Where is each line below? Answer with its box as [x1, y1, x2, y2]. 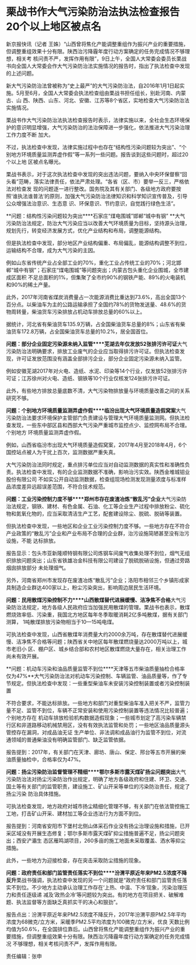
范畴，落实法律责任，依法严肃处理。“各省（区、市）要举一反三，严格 [18, 178, 185, 185]
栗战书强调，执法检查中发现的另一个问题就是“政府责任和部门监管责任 [16, 876, 183, 884]
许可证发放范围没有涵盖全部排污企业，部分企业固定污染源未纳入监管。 [16, 355, 185, 362]
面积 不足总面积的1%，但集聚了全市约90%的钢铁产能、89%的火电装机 [16, 273, 185, 281]
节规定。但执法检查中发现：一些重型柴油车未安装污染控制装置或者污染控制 [6, 679, 185, 686]
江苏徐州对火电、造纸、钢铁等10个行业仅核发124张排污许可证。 [21, 375, 173, 382]
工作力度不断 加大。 [6, 131, 54, 138]
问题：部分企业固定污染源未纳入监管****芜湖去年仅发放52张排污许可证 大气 [6, 340, 188, 347]
